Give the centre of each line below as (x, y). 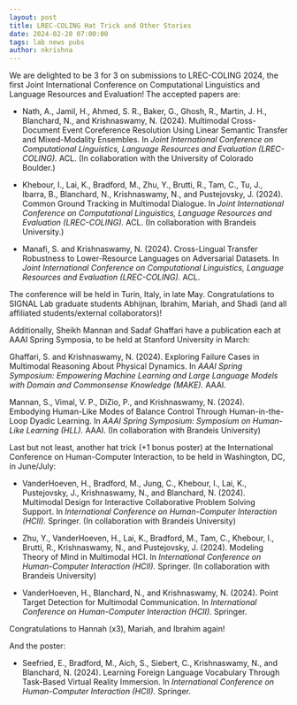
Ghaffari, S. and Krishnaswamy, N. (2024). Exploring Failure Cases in (134, 357)
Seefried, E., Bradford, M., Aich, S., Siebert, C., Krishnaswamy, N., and (150, 663)
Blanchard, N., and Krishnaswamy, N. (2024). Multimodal (126, 121)
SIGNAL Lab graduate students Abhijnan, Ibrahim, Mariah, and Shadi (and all (148, 304)
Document (41, 130)
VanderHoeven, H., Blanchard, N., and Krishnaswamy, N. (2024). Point (150, 593)
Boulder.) (38, 168)
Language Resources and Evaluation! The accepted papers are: (125, 95)
